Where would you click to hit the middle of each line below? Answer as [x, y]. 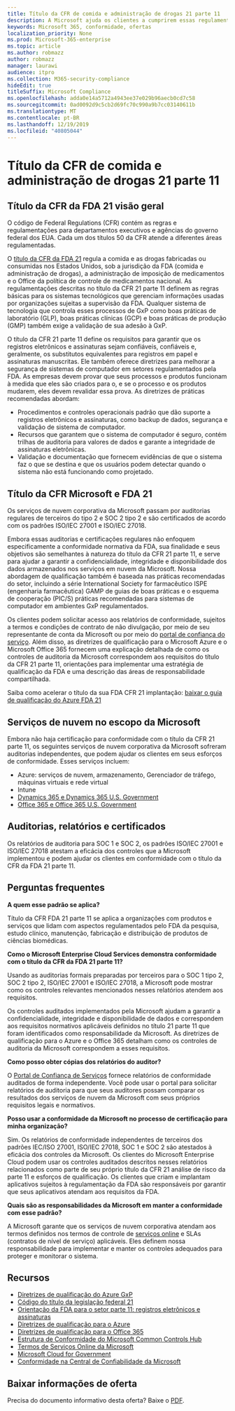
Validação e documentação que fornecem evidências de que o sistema [120, 457]
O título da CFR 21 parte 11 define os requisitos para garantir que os [104, 339]
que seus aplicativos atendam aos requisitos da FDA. [83, 1191]
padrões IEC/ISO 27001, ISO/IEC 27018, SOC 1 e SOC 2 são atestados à [109, 1147]
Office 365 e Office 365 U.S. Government [77, 805]
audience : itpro [31, 72]
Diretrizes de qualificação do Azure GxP [75, 1295]
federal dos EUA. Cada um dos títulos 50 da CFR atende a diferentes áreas [115, 238]
